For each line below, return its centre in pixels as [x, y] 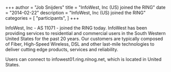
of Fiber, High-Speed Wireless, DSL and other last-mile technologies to [80, 44]
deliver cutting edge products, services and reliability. [62, 49]
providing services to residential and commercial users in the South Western [86, 33]
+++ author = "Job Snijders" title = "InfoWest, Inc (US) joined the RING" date [86, 7]
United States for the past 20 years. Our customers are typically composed [84, 39]
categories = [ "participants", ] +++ [42, 18]
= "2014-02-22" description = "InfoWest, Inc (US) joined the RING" [76, 13]
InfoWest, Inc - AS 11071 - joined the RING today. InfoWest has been [76, 28]
